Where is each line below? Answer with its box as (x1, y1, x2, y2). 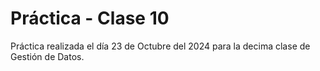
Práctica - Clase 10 (10, 7, 170, 30)
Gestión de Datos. (10, 50, 85, 62)
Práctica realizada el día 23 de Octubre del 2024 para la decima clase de (10, 40, 311, 52)
